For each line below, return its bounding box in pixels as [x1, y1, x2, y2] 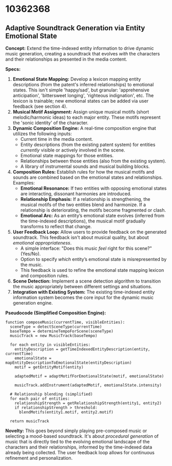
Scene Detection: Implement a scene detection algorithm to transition [12, 278, 161, 284]
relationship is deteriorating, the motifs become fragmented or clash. [20, 207, 166, 213]
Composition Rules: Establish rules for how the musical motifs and [12, 169, 155, 175]
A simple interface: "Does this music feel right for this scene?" [20, 245, 152, 251]
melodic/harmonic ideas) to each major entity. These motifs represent [12, 114, 161, 120]
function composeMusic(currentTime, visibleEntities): [5, 320, 125, 325]
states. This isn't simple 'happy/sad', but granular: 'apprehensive [12, 87, 150, 93]
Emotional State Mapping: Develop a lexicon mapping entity [12, 76, 141, 82]
